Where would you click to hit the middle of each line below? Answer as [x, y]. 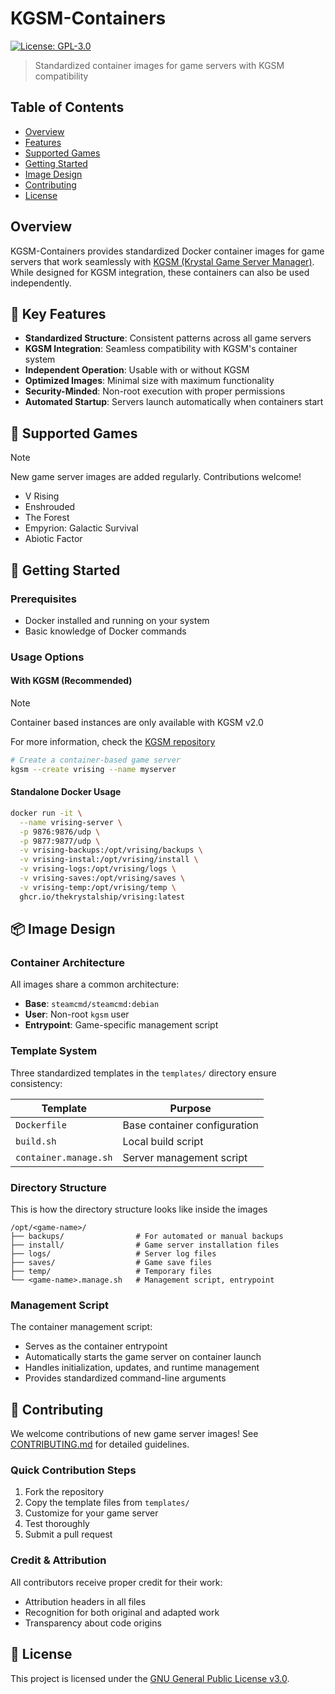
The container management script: [81, 1327]
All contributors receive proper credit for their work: [116, 1582]
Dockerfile [41, 1125]
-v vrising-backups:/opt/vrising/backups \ [111, 850]
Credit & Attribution [58, 1560]
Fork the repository [64, 1492]
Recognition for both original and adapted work [122, 1612]
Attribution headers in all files [85, 1601]
